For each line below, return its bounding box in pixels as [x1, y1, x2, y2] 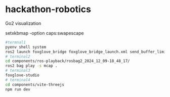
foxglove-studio [5, 73, 39, 78]
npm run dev [5, 87, 30, 92]
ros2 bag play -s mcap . [5, 63, 58, 69]
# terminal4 [5, 77, 30, 82]
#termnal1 [5, 39, 26, 45]
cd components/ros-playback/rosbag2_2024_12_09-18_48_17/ [5, 59, 130, 64]
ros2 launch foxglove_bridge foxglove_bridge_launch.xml [5, 49, 128, 54]
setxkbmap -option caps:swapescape [5, 30, 84, 36]
